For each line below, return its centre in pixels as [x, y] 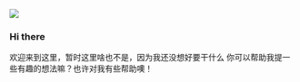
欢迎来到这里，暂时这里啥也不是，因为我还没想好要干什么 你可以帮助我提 [146, 58]
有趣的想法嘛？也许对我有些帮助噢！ [85, 68]
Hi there [27, 36]
